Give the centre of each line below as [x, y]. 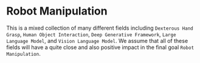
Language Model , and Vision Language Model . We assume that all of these [97, 41]
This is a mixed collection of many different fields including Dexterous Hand [100, 28]
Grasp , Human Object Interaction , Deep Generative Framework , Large [91, 34]
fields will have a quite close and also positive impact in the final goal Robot [100, 47]
